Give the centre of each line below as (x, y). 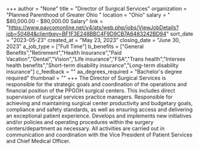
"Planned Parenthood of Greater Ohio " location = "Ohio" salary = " (88, 15)
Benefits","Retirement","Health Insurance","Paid (64, 53)
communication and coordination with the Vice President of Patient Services (99, 135)
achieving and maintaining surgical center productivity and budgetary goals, (99, 103)
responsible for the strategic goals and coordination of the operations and (97, 84)
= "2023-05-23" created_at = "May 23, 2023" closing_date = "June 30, (93, 40)
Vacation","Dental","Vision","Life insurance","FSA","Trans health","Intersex (96, 59)
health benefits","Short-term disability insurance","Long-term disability (93, 65)
